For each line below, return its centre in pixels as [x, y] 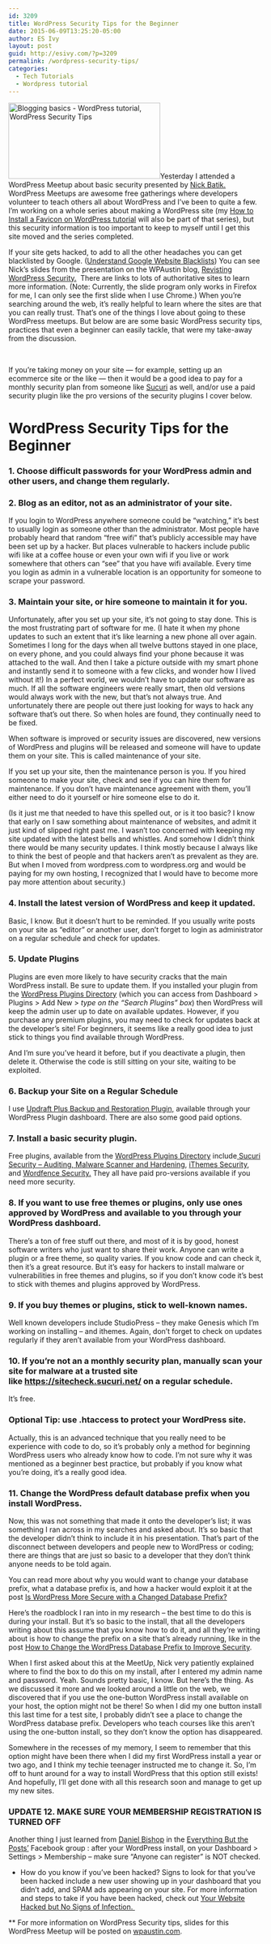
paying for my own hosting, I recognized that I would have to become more [133, 874]
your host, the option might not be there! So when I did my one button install [135, 1705]
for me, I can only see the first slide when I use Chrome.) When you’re [125, 295]
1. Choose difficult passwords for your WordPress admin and [130, 471]
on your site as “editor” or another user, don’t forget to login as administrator [136, 929]
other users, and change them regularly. [89, 481]
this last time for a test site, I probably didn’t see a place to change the [125, 1714]
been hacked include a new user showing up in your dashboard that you [140, 1881]
